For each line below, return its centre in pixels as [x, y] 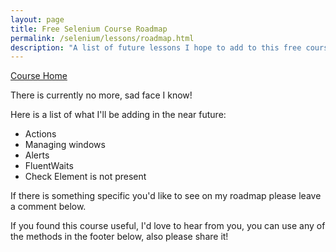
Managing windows [65, 145]
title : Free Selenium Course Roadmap [89, 29]
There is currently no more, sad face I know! [101, 95]
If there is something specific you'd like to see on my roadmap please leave [166, 196]
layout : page [37, 19]
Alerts [37, 155]
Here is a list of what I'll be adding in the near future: [118, 115]
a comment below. [48, 207]
